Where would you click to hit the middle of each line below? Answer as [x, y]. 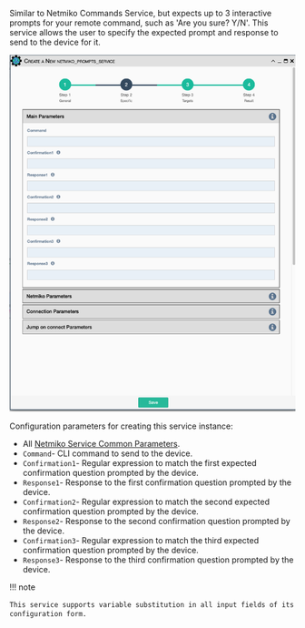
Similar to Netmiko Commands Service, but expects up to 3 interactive [141, 13]
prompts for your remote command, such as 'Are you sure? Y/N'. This [139, 23]
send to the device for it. [55, 42]
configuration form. [49, 614]
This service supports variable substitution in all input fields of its [152, 605]
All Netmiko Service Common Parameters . [101, 444]
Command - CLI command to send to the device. [108, 453]
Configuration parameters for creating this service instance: [121, 426]
